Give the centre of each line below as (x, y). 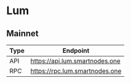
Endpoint (76, 51)
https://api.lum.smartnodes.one (75, 61)
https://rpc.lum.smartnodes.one (76, 71)
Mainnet (22, 34)
